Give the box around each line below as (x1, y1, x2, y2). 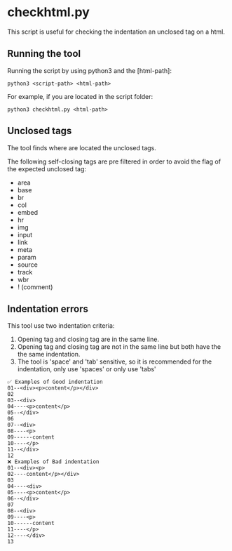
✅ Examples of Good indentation (7, 378, 103, 386)
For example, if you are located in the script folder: (7, 92, 153, 100)
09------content (7, 434, 55, 441)
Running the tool (7, 48, 81, 60)
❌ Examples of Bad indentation (7, 458, 100, 465)
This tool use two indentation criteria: (7, 321, 115, 330)
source (17, 260, 39, 269)
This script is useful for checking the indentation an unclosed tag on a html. (7, 27, 226, 36)
